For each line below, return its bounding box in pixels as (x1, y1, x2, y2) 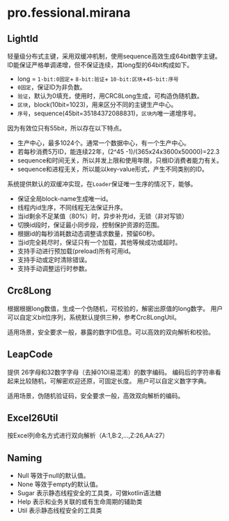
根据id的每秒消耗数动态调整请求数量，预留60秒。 (17, 229, 159, 238)
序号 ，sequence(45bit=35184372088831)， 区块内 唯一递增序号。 (17, 110, 200, 117)
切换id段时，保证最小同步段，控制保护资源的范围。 (17, 221, 164, 229)
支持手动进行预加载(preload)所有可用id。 (17, 247, 135, 255)
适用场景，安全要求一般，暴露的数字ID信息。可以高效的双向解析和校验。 (7, 328, 214, 336)
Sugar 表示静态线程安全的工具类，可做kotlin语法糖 (17, 489, 162, 497)
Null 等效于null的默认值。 (17, 471, 90, 480)
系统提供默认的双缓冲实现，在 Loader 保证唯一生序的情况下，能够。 (7, 180, 197, 188)
